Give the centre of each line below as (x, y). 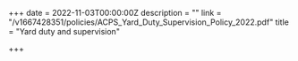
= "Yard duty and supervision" (64, 31)
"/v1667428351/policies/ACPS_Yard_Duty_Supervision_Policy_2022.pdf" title (149, 22)
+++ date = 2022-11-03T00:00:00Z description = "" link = (115, 13)
